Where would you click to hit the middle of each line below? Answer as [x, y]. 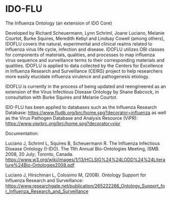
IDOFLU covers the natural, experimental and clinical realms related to [79, 43]
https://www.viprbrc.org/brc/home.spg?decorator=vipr [63, 123]
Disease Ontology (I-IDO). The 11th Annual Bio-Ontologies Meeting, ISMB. [82, 148]
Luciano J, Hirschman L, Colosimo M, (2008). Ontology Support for [76, 175]
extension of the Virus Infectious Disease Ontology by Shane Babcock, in [82, 92]
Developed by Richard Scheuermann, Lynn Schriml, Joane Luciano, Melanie [85, 33]
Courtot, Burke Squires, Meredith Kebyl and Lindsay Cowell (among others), [85, 38]
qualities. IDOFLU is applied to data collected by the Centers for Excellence [84, 65]
